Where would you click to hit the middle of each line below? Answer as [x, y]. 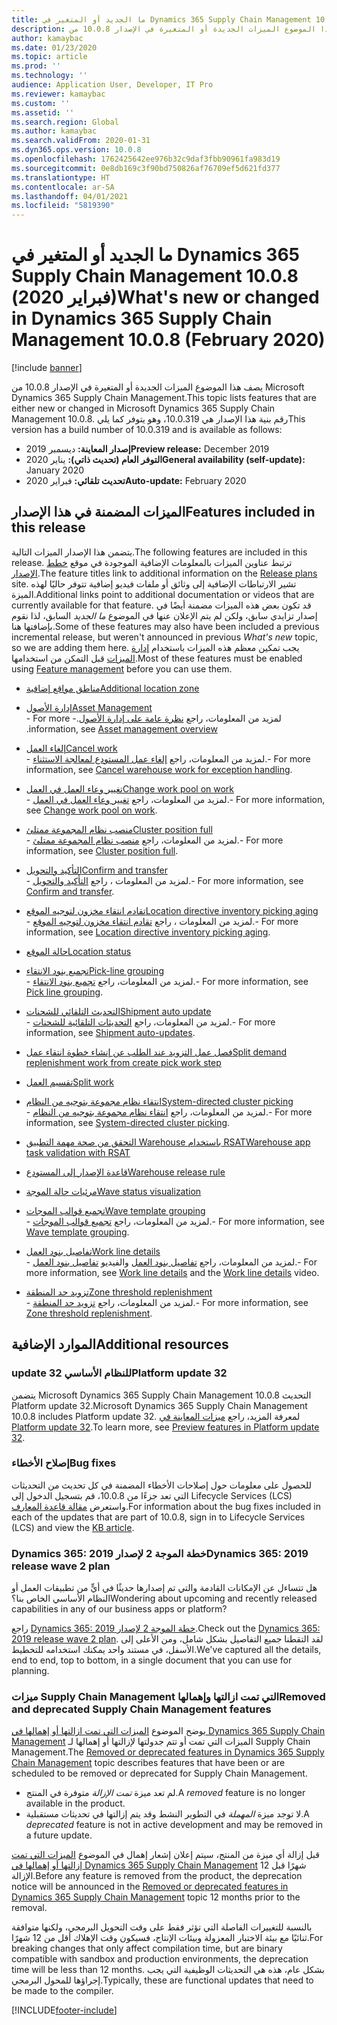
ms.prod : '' [36, 66]
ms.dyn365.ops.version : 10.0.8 [76, 150]
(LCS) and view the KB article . [73, 1527]
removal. [29, 1908]
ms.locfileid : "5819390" [63, 206]
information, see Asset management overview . [121, 728]
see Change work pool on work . [91, 810]
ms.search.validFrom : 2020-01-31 [81, 141]
